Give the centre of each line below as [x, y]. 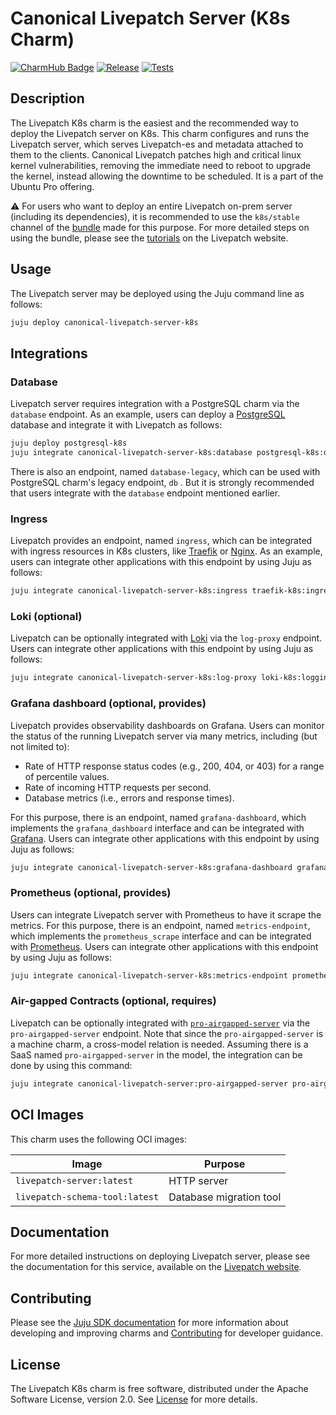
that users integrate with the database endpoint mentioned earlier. [145, 493]
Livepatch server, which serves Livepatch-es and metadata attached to [157, 144]
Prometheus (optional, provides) [91, 893]
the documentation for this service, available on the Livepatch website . [156, 1267]
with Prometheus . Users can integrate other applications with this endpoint [164, 946]
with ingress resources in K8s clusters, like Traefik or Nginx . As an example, [166, 551]
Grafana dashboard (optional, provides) [108, 704]
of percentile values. [67, 776]
